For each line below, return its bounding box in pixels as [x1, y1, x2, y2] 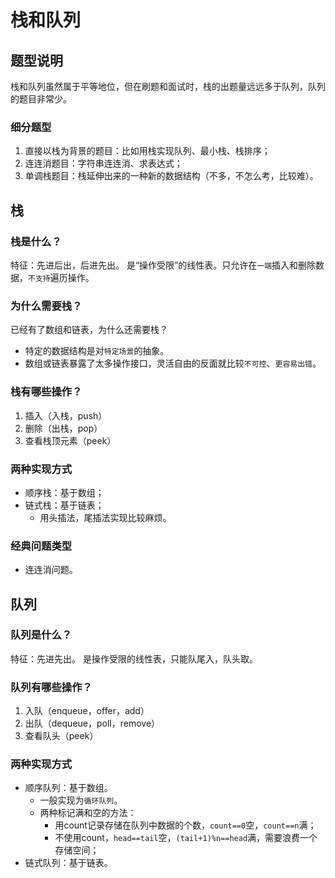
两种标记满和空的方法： [39, 807, 137, 819]
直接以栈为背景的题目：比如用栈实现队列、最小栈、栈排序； [24, 145, 271, 157]
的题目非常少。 [10, 93, 72, 105]
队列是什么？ [10, 628, 73, 642]
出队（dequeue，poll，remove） [24, 717, 161, 730]
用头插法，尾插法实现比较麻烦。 [39, 511, 172, 523]
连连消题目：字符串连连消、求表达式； [24, 157, 183, 170]
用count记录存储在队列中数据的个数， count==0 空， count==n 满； [54, 819, 317, 831]
